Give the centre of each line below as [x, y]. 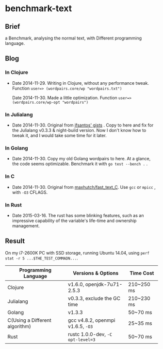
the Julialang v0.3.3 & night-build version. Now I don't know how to [79, 130]
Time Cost [142, 273]
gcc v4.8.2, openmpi [91, 320]
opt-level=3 [81, 340]
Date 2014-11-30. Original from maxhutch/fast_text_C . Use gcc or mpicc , [84, 187]
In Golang [16, 148]
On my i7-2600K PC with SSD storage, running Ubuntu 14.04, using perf [77, 253]
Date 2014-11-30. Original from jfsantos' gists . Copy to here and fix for [83, 125]
